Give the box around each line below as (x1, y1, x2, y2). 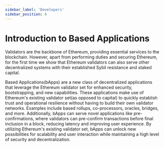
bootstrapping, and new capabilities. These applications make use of (5, 90, 144, 96)
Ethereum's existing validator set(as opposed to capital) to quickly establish (5, 95, 158, 101)
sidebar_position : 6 (5, 12, 47, 17)
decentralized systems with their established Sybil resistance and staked (5, 65, 152, 71)
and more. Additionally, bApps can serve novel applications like (5, 111, 133, 117)
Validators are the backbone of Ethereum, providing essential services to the (5, 49, 160, 55)
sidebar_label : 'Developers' (5, 7, 65, 12)
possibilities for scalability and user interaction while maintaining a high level (5, 131, 159, 137)
